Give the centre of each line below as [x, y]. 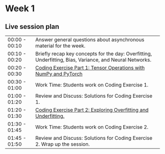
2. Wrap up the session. [62, 144]
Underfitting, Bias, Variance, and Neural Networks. [93, 60]
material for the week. [60, 46]
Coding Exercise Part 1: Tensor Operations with [90, 68]
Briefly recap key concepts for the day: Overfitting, [94, 54]
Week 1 [20, 9]
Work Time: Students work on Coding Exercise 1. [92, 85]
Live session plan [32, 27]
